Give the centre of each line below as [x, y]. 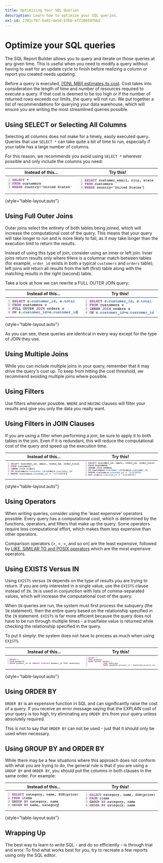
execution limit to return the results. [41, 243]
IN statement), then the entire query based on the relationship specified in [79, 611]
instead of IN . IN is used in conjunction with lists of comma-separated [75, 591]
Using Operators [31, 502]
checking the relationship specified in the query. [53, 626]
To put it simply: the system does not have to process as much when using [80, 636]
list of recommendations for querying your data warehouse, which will [75, 104]
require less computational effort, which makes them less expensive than [78, 529]
